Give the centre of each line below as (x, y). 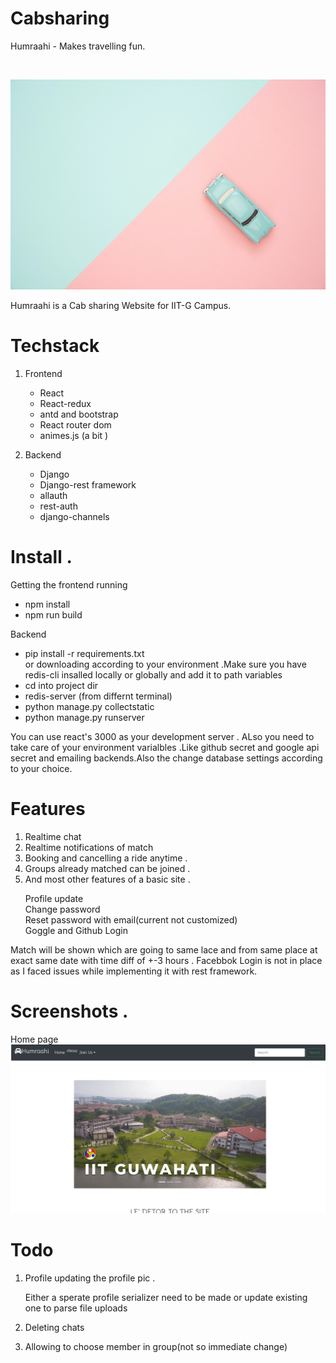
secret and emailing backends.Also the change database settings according (166, 758)
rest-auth (58, 506)
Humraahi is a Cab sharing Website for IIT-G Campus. (121, 306)
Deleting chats (54, 1327)
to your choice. (41, 768)
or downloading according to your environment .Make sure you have (165, 664)
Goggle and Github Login (76, 930)
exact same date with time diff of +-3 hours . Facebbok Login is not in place (166, 960)
